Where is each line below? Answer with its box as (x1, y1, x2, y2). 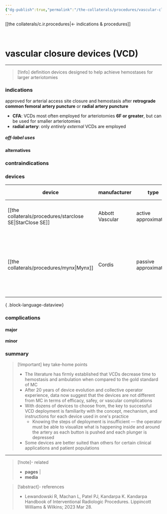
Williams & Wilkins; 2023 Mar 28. (24, 504, 92, 510)
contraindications (5, 159, 49, 166)
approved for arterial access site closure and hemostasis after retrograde (5, 98, 156, 104)
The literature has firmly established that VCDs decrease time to (24, 371, 157, 377)
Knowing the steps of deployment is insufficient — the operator (32, 419, 162, 425)
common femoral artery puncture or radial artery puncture (5, 103, 129, 109)
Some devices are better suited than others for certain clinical (24, 440, 152, 446)
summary (5, 351, 29, 358)
